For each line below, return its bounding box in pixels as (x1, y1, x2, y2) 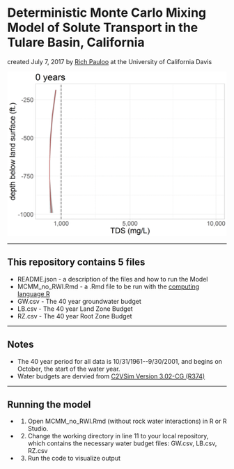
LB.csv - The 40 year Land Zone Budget (17, 305, 134, 313)
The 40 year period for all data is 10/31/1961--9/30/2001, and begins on (17, 357, 223, 365)
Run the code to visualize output (27, 454, 120, 463)
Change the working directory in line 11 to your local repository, (27, 432, 209, 440)
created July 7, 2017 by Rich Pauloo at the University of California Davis (7, 57, 212, 66)
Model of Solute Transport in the (7, 20, 198, 36)
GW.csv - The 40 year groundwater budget (17, 297, 141, 305)
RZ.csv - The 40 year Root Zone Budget (17, 312, 132, 320)
